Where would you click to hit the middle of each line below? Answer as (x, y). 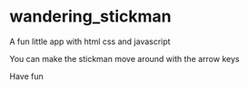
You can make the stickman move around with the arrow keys (124, 58)
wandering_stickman (90, 17)
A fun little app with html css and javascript (90, 41)
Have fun (26, 76)
